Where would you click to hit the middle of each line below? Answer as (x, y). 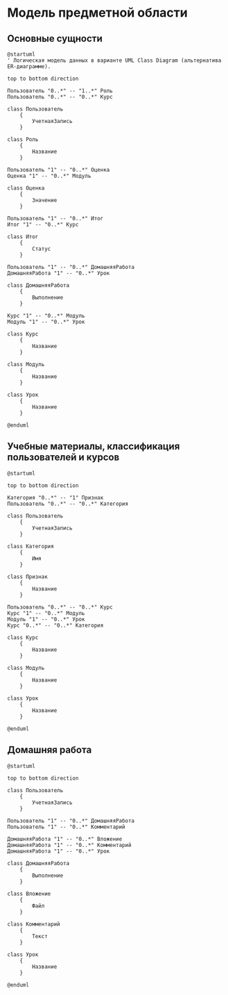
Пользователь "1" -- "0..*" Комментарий (67, 827)
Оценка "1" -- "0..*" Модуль (49, 176)
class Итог (23, 237)
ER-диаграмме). (29, 67)
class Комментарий (34, 924)
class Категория (30, 546)
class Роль (23, 140)
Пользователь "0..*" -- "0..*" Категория (68, 504)
